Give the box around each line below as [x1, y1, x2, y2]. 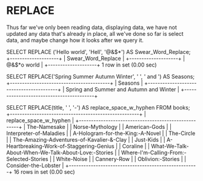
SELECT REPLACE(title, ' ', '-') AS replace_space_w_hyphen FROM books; [6, 104, 190, 111]
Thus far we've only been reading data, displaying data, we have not [6, 24, 178, 31]
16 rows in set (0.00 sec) [13, 168, 75, 176]
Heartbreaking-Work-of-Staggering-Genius [6, 142, 115, 150]
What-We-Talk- [151, 142, 189, 150]
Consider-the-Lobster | [6, 162, 64, 169]
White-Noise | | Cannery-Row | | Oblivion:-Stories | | [56, 155, 187, 162]
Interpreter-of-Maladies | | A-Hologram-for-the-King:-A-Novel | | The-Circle [6, 130, 196, 137]
